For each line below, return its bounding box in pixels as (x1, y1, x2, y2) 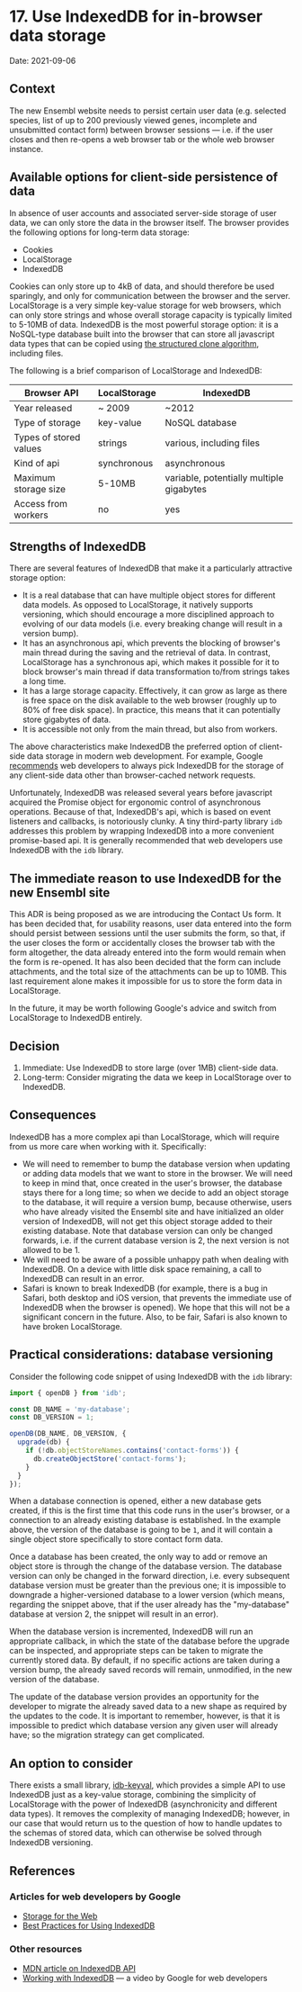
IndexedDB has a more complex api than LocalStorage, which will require (9, 1131, 280, 1142)
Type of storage (13, 416, 81, 428)
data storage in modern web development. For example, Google (26, 751, 263, 762)
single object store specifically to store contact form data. (9, 1534, 223, 1545)
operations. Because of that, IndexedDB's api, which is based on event (9, 807, 271, 817)
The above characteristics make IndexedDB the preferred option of (9, 741, 258, 753)
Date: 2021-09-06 (9, 55, 76, 66)
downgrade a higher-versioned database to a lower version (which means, (9, 1590, 286, 1600)
